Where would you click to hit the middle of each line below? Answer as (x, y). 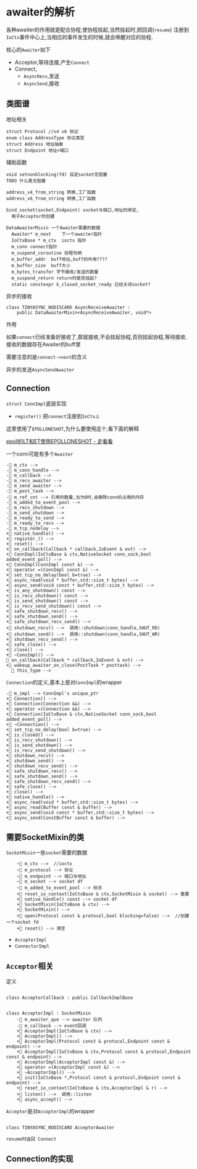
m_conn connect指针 (35, 246)
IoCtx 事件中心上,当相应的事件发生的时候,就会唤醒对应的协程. (80, 37)
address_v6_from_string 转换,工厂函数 (51, 198)
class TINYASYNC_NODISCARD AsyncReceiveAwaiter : (68, 307)
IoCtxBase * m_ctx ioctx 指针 (49, 240)
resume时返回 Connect (31, 1139)
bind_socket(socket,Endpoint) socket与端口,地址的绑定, (73, 210)
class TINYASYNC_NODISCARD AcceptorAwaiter (60, 1128)
